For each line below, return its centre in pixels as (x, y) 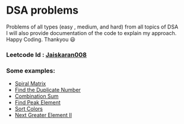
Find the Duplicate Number (48, 90)
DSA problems (42, 10)
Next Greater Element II (43, 115)
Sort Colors (29, 109)
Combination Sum (37, 96)
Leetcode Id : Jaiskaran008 (47, 55)
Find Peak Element (38, 103)
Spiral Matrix (30, 84)
